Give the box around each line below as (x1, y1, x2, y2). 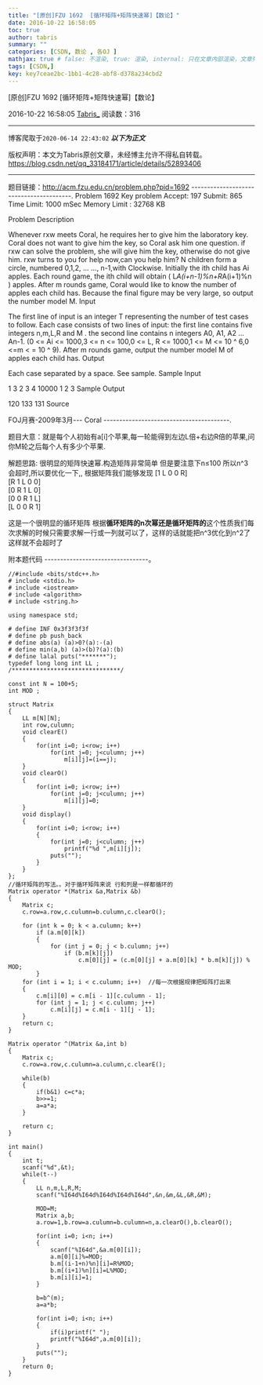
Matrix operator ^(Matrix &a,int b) (8, 1040, 128, 1048)
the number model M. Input (8, 296, 96, 306)
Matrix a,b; (36, 1212, 76, 1219)
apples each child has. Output (8, 353, 105, 363)
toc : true (8, 26, 41, 34)
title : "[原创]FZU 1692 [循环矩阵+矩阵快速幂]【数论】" (8, 11, 180, 20)
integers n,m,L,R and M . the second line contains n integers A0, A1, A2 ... (8, 328, 245, 337)
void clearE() (22, 727, 68, 736)
